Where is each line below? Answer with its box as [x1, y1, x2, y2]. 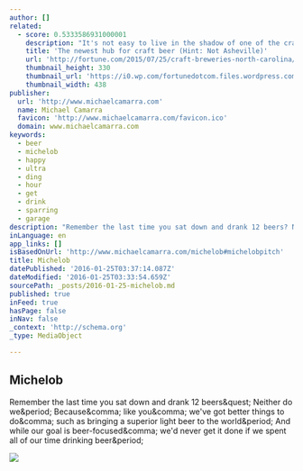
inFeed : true [9, 298, 59, 307]
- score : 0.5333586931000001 [17, 30, 127, 39]
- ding [17, 172, 42, 181]
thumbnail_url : [25, 72, 83, 81]
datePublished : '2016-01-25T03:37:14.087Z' [9, 265, 176, 274]
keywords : [9, 131, 47, 140]
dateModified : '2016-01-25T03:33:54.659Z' [9, 273, 171, 282]
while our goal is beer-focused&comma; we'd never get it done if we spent [9, 425, 287, 436]
